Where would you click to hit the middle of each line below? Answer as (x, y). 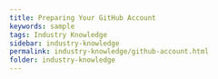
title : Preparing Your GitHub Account (83, 18)
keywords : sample (42, 26)
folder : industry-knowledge (63, 60)
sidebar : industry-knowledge (64, 43)
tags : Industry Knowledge (58, 35)
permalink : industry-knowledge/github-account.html (109, 52)
